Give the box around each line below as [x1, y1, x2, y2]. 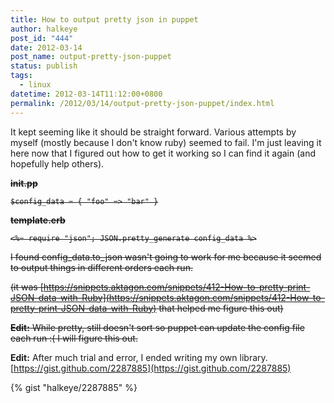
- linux [19, 80, 52, 90]
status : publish [10, 61, 78, 71]
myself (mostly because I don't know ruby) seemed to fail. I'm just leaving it [10, 136, 322, 148]
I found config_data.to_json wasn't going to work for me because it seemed [10, 251, 322, 263]
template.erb [10, 214, 66, 226]
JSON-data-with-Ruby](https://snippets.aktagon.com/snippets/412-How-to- [10, 291, 326, 303]
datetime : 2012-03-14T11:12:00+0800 [10, 89, 163, 99]
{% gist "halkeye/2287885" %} [10, 381, 138, 393]
